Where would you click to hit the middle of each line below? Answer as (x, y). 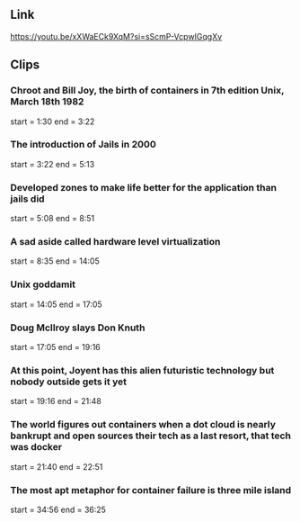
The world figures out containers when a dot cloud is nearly (143, 425)
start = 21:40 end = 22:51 (57, 466)
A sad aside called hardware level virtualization (115, 242)
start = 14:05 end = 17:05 (56, 304)
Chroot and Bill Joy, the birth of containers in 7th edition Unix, (147, 91)
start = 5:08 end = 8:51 (53, 219)
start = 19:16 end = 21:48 (56, 401)
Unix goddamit (43, 284)
